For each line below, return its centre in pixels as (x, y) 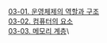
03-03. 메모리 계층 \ (39, 31)
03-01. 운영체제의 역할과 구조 (54, 11)
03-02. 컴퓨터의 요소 (41, 21)
